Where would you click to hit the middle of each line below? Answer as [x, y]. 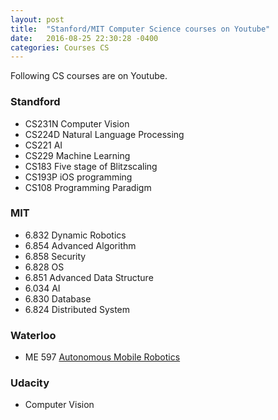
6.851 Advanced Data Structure [89, 277]
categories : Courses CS [60, 47]
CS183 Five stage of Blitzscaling [91, 166]
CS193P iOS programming [78, 177]
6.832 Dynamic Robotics [75, 235]
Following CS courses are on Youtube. [89, 76]
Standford [35, 102]
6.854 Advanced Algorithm [80, 245]
